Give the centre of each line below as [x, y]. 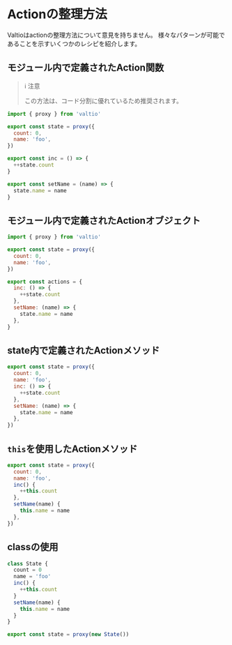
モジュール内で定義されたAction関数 [86, 68]
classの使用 [33, 547]
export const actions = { [45, 282]
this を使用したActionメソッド [72, 449]
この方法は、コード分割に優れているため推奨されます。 [103, 100]
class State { [28, 563]
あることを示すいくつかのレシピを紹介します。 [74, 43]
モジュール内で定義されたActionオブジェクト [104, 220]
